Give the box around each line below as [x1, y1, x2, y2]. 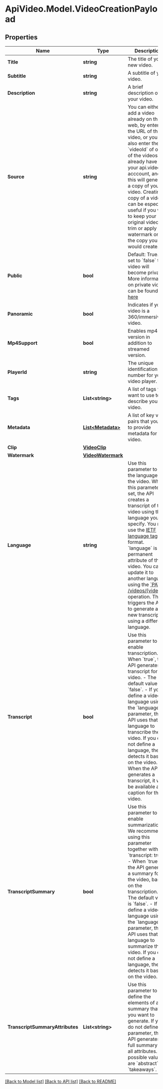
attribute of [128, 557, 153, 564]
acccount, [128, 170, 151, 177]
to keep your [128, 213, 157, 219]
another [128, 575, 146, 582]
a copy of [128, 183, 149, 189]
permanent [128, 551, 153, 557]
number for [128, 372, 154, 378]
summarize [128, 943, 153, 950]
